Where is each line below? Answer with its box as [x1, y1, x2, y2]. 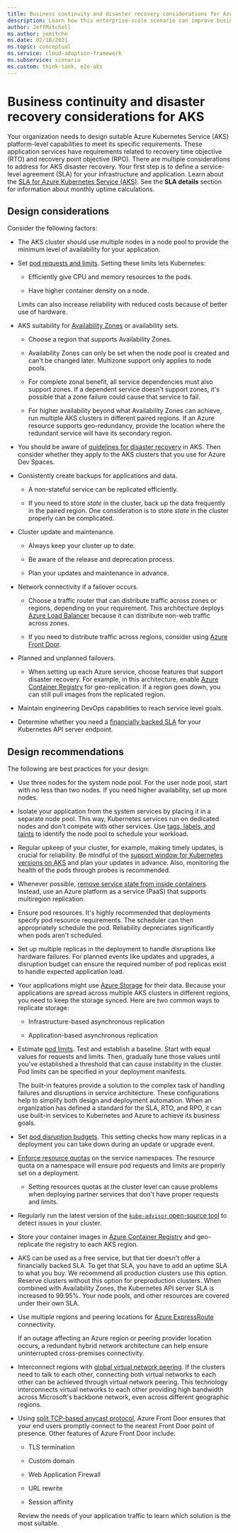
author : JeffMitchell [7, 23, 72, 30]
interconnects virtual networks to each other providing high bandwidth [17, 1386, 224, 1394]
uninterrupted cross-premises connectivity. [17, 1349, 144, 1357]
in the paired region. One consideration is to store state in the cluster [28, 507, 229, 515]
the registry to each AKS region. [45, 1240, 139, 1249]
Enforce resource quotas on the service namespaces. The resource [17, 1154, 215, 1163]
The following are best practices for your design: [7, 764, 150, 773]
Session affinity [28, 1498, 74, 1506]
